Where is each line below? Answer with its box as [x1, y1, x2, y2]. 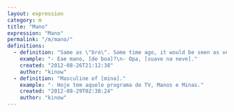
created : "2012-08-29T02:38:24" [19, 88, 114, 95]
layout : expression [7, 10, 64, 17]
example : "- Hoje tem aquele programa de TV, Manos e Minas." [19, 81, 204, 88]
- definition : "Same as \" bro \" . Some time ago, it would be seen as [13, 49, 219, 56]
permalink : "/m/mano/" [7, 36, 73, 43]
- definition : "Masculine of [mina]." [13, 74, 127, 82]
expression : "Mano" [7, 29, 64, 37]
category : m [7, 17, 42, 24]
